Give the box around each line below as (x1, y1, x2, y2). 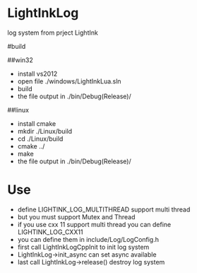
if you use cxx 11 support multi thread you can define (17, 220, 172, 228)
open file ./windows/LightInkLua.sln (17, 76, 121, 86)
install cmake (17, 119, 56, 128)
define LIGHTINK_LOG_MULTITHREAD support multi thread (17, 205, 191, 214)
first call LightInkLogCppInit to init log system (17, 243, 150, 251)
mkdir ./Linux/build (17, 127, 73, 135)
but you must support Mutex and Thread (17, 212, 136, 221)
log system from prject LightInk (7, 28, 99, 37)
